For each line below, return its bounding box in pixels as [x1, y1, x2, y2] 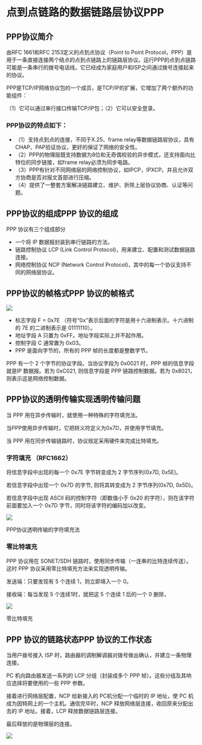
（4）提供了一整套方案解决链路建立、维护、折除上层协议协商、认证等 [14, 181, 188, 189]
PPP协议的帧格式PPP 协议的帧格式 [6, 288, 134, 298]
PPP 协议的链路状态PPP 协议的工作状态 [6, 634, 152, 645]
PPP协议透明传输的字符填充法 [6, 526, 80, 533]
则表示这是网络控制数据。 [6, 374, 70, 382]
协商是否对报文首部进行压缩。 [20, 174, 95, 181]
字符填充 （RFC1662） [6, 454, 72, 462]
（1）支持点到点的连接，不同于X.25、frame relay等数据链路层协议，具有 [14, 136, 195, 143]
